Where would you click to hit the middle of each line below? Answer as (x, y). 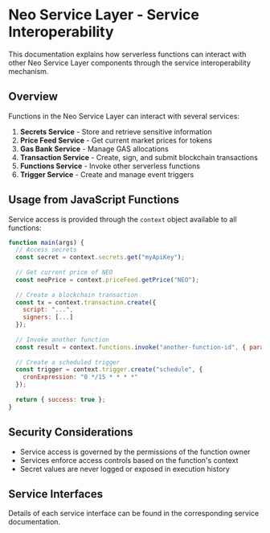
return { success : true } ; (61, 399)
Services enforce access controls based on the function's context (129, 460)
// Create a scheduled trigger (68, 362)
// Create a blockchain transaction (77, 295)
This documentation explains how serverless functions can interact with (127, 54)
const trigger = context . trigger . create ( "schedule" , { (109, 370)
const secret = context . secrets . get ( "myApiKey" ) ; (100, 258)
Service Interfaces (55, 494)
